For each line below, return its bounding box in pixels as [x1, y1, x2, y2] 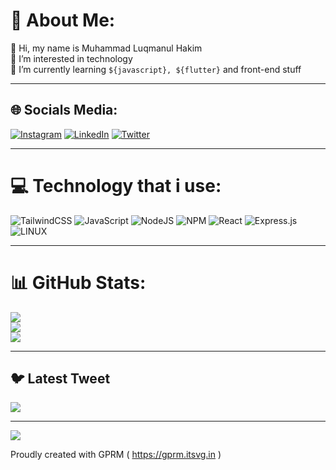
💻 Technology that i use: [10, 174, 222, 197]
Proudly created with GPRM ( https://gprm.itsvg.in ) [10, 449, 222, 461]
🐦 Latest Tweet [10, 370, 111, 388]
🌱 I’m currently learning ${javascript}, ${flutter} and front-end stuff [10, 63, 302, 75]
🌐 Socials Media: [10, 102, 118, 119]
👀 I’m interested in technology [10, 52, 133, 64]
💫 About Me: [10, 9, 116, 32]
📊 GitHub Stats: [10, 271, 147, 294]
